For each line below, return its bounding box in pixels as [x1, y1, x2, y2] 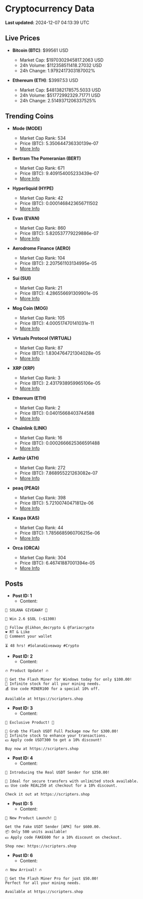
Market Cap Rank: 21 [19, 285, 63, 291]
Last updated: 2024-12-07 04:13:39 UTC [5, 19, 89, 25]
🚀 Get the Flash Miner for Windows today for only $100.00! [5, 677, 133, 682]
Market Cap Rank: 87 [19, 345, 63, 351]
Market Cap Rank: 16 [19, 435, 63, 441]
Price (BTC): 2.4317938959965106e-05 [19, 380, 101, 386]
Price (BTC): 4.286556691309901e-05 [19, 290, 98, 296]
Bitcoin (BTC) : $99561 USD [12, 47, 69, 53]
